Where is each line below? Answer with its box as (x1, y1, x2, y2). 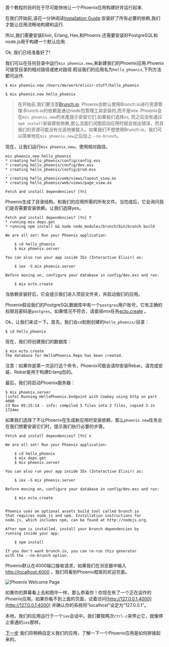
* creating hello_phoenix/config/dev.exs (5, 163, 94, 168)
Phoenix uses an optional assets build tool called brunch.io (5, 509, 139, 514)
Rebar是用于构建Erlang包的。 (14, 369, 75, 375)
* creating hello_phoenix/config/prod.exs (5, 167, 96, 172)
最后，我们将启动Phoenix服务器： (5, 380, 76, 386)
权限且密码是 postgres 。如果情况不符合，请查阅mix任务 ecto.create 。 (5, 308, 149, 314)
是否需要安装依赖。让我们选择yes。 (9, 205, 84, 211)
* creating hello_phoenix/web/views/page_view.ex (5, 180, 112, 185)
